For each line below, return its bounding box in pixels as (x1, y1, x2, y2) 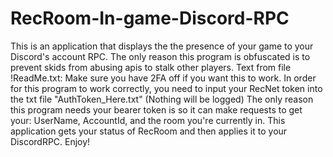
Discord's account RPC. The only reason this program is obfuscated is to (10, 50, 311, 62)
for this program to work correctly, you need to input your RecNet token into (10, 82, 323, 94)
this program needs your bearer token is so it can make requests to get (10, 103, 303, 116)
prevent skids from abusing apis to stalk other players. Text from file (10, 61, 292, 73)
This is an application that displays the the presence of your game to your (10, 40, 314, 52)
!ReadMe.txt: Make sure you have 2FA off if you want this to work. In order (10, 72, 317, 84)
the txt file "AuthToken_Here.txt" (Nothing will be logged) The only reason (10, 93, 314, 105)
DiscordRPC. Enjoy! (10, 135, 91, 147)
